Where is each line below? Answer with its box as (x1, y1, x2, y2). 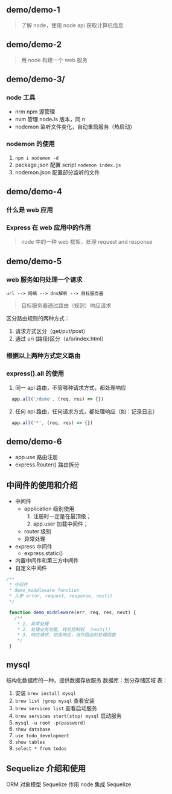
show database (14, 726, 51, 732)
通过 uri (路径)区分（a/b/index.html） (14, 335, 107, 342)
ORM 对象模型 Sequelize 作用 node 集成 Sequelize (6, 781, 132, 788)
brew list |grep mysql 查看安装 (14, 697, 95, 704)
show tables (14, 739, 45, 745)
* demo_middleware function (8, 588, 80, 594)
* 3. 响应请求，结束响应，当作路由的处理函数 (17, 632, 116, 638)
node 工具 (6, 93, 36, 101)
